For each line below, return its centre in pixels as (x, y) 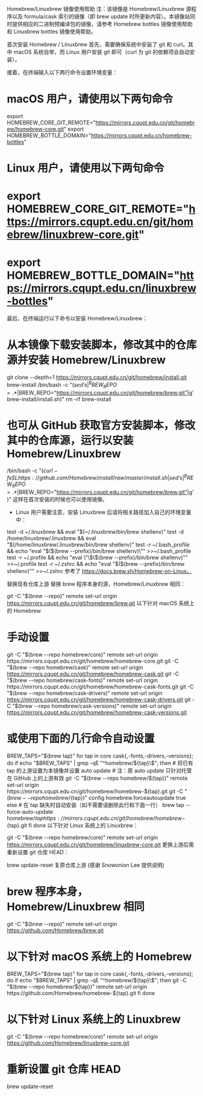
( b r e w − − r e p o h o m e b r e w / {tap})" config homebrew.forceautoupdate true (96, 797)
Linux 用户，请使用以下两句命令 (86, 168)
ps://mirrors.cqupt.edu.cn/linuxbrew (101, 288)
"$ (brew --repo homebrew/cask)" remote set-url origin (75, 667)
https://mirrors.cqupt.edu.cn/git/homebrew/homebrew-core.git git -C (93, 661)
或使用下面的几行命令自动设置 (81, 739)
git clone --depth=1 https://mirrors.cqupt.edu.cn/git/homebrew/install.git (97, 377)
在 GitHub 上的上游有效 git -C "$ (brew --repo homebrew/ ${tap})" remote (98, 778)
